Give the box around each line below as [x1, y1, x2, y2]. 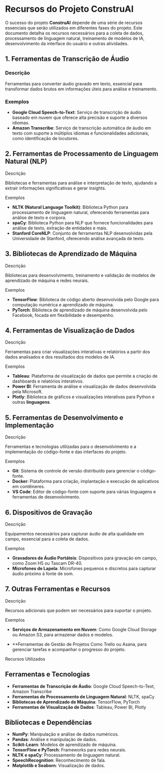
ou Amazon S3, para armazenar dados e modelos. [12, 632, 114, 637]
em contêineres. [12, 484, 45, 490]
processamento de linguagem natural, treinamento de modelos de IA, [5, 35, 145, 41]
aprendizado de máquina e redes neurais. [5, 277, 89, 283]
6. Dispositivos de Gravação [5, 508, 93, 517]
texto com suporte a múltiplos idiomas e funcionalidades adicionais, [12, 130, 149, 136]
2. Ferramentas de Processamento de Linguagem [5, 150, 159, 158]
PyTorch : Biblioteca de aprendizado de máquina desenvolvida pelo [12, 307, 148, 313]
